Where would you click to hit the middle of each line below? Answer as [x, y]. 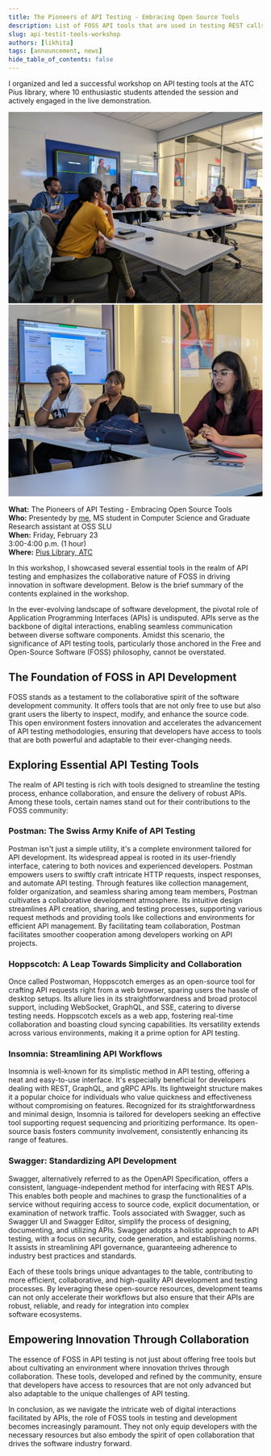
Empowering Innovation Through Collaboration [129, 1340]
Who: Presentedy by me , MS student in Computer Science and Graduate [129, 517]
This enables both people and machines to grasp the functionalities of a [128, 1195]
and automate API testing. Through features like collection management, [128, 883]
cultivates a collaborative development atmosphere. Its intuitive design [126, 900]
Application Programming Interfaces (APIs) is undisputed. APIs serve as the [134, 617]
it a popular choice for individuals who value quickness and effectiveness [130, 1097]
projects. [23, 943]
